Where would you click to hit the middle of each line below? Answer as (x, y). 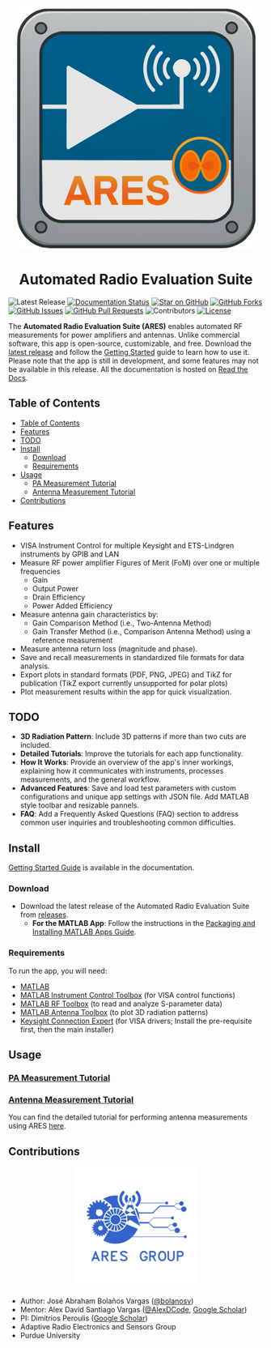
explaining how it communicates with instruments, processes (122, 771)
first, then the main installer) (67, 1029)
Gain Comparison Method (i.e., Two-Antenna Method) (122, 623)
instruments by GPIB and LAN (70, 554)
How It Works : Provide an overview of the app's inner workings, (127, 762)
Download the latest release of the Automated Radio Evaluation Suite (135, 906)
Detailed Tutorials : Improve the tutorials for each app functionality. (131, 754)
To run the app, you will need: (58, 970)
